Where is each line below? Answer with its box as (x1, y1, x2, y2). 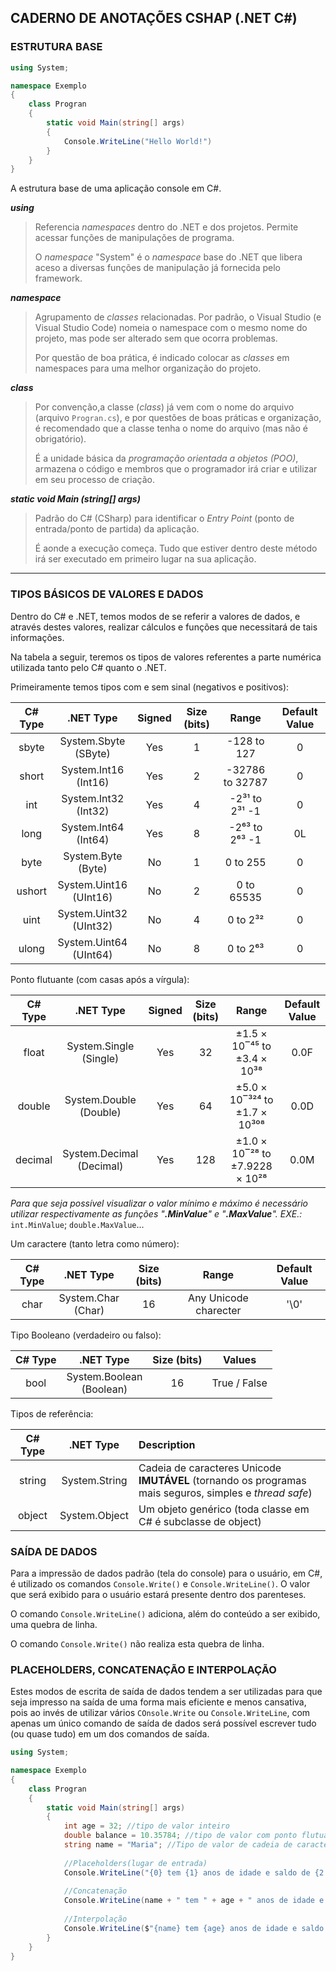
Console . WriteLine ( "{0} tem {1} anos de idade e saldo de (63, 1867, 311, 1878)
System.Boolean (66, 1369, 143, 1383)
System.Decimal (62, 1146, 139, 1160)
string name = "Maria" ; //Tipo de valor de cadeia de (63, 1840, 293, 1850)
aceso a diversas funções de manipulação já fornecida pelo (34, 262, 281, 274)
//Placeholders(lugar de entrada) (63, 1858, 208, 1868)
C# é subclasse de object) (138, 1514, 262, 1528)
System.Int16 (61, 762, 125, 776)
